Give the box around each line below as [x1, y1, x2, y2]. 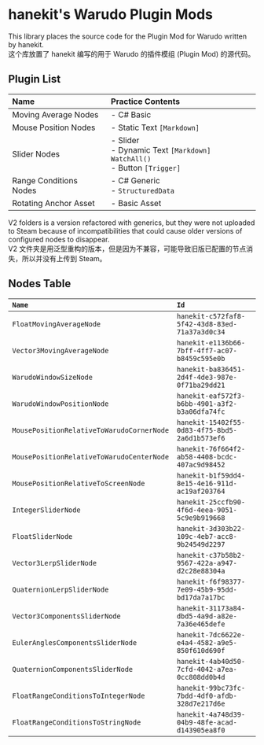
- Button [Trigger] [111, 162, 181, 173]
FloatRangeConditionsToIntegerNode [12, 691, 145, 700]
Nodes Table [8, 277, 71, 290]
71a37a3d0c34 [176, 327, 225, 336]
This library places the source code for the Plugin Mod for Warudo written [8, 31, 247, 41]
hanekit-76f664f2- [176, 444, 246, 453]
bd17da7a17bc [176, 592, 225, 602]
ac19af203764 [176, 486, 225, 496]
